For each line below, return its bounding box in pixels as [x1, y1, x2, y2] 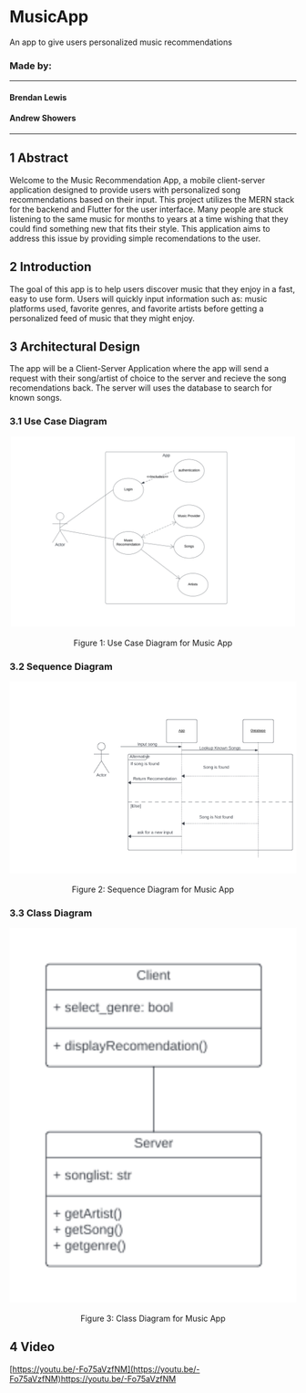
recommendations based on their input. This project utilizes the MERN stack [9, 194, 295, 204]
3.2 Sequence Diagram [9, 660, 113, 673]
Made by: [9, 59, 53, 72]
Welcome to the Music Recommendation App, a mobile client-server [9, 174, 266, 185]
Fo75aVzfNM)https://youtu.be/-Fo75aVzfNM [9, 1373, 177, 1384]
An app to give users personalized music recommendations [9, 37, 232, 47]
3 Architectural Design [9, 340, 141, 355]
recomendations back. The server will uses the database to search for [9, 382, 273, 393]
